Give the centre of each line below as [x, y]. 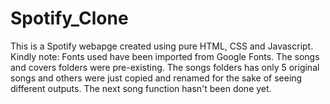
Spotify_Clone [69, 18]
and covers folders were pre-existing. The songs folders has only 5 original [165, 67]
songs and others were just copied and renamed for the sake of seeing [156, 78]
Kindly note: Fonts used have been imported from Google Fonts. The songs [165, 56]
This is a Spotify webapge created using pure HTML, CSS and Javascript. [162, 46]
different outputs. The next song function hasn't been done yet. [141, 88]
